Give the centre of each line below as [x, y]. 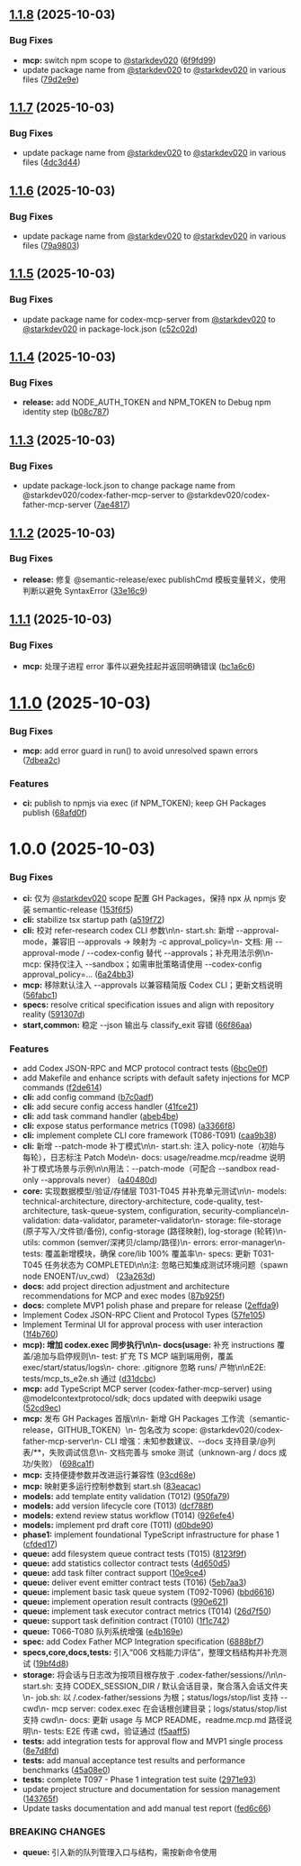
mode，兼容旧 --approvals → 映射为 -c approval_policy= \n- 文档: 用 [148, 942]
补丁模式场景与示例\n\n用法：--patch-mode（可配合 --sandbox [140, 1169]
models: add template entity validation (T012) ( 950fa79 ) [126, 1497]
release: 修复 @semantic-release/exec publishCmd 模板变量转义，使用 [154, 579]
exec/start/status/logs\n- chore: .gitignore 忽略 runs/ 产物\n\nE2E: [144, 1368]
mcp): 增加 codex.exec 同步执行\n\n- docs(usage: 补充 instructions [149, 1345]
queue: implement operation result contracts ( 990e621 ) [125, 1602]
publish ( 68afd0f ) [55, 813]
